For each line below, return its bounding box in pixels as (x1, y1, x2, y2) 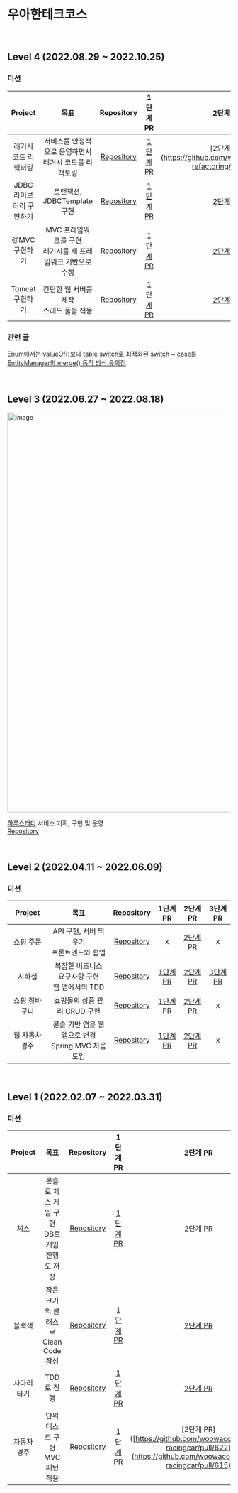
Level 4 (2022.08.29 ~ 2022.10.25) (7, 51, 165, 63)
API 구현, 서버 (52, 926, 96, 936)
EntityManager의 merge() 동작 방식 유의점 (7, 358, 126, 367)
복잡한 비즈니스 (55, 961, 103, 971)
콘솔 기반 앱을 (52, 1020, 96, 1030)
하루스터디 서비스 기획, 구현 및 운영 (7, 818, 104, 827)
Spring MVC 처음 (50, 1041, 106, 1051)
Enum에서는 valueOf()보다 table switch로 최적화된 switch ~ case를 (7, 349, 197, 358)
